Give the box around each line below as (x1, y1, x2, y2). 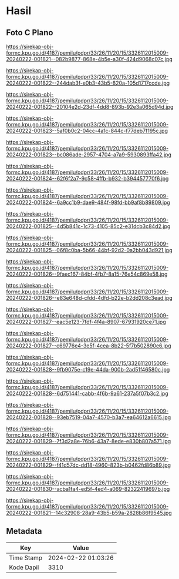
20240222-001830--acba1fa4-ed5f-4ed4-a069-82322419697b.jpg (6, 486, 170, 492)
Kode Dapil (9, 563, 39, 571)
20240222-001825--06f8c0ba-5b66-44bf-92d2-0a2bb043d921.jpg (6, 247, 173, 253)
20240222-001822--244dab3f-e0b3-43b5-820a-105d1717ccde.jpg (6, 79, 170, 86)
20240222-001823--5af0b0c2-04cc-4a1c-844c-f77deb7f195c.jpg (6, 128, 168, 134)
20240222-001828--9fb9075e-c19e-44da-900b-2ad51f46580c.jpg (6, 366, 170, 373)
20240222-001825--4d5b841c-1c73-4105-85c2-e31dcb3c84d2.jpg (6, 223, 171, 230)
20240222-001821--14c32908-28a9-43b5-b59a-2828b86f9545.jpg (6, 510, 172, 516)
